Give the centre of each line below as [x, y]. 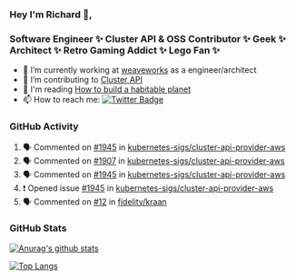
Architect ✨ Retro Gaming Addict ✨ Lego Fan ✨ [115, 50]
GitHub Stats [38, 228]
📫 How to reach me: [61, 100]
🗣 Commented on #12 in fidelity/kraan [94, 201]
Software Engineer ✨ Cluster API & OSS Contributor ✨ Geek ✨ [148, 38]
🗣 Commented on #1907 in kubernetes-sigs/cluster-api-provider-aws [153, 160]
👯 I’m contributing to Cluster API [83, 80]
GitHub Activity [44, 126]
